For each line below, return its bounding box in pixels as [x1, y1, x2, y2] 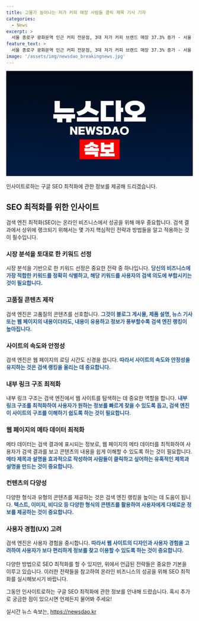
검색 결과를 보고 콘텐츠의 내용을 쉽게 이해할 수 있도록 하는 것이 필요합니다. [21, 447, 192, 455]
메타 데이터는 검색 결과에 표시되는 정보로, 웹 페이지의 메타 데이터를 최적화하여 [6, 440, 185, 447]
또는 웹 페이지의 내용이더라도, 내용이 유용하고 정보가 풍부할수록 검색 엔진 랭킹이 [6, 318, 188, 325]
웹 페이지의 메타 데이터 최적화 [6, 425, 85, 434]
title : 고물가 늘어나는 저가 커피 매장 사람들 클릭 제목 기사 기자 [6, 10, 146, 15]
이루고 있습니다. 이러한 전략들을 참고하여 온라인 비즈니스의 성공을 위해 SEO [6, 568, 179, 575]
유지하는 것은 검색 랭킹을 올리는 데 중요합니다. [6, 363, 111, 371]
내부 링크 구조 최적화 [6, 380, 61, 388]
